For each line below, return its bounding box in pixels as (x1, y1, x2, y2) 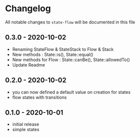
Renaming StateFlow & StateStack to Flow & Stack (12, 46, 114, 52)
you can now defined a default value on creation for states (12, 89, 131, 95)
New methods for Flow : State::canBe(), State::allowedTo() (12, 57, 130, 63)
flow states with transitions (12, 94, 67, 100)
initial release (12, 121, 39, 127)
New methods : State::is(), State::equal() (12, 51, 93, 57)
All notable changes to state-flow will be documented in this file (5, 19, 136, 25)
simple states (12, 127, 39, 133)
